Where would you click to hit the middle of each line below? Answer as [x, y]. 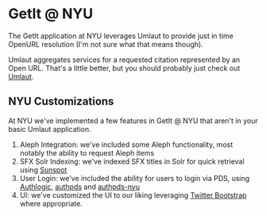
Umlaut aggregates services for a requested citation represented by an [124, 60]
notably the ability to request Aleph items [87, 152]
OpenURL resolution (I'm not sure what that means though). [106, 44]
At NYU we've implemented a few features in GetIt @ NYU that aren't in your [133, 121]
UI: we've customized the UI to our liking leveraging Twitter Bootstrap [133, 195]
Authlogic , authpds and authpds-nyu [80, 187]
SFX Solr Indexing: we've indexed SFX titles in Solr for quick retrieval [132, 161]
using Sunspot [43, 170]
